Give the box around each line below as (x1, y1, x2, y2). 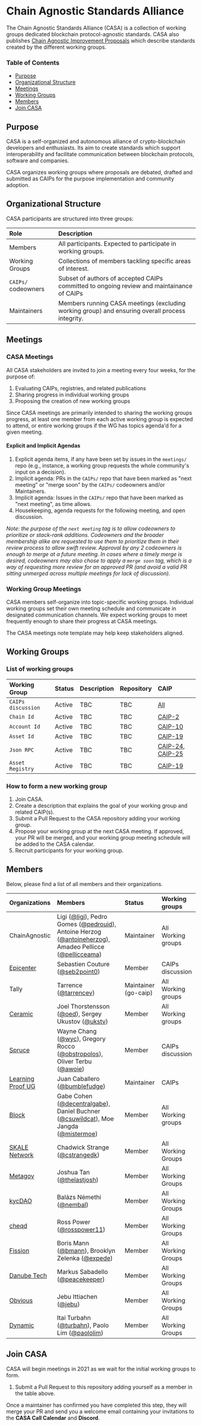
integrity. (58, 314, 84, 322)
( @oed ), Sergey (57, 1009, 102, 1018)
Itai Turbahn (57, 1313, 91, 1322)
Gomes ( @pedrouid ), (57, 920, 117, 928)
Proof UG (9, 1082, 36, 1090)
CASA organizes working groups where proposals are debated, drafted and (6, 169, 193, 176)
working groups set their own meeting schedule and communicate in (6, 605, 176, 612)
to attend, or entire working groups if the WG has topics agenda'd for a (6, 422, 182, 429)
